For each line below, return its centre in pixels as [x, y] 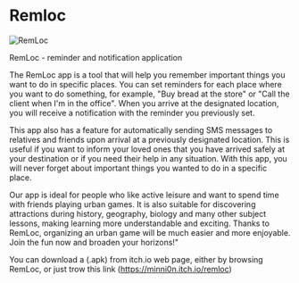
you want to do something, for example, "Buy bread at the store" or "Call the [149, 94]
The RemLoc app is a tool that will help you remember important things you [147, 75]
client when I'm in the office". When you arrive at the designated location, [144, 103]
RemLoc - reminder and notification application [96, 57]
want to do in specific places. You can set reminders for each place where [146, 84]
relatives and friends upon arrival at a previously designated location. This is [149, 139]
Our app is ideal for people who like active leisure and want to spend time [144, 195]
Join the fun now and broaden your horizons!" [94, 242]
